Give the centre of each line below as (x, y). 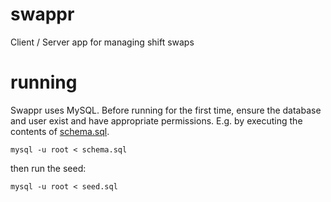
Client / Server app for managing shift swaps (102, 42)
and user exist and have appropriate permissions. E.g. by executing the (156, 120)
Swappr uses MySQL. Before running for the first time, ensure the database (166, 110)
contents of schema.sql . (60, 131)
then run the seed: (48, 168)
